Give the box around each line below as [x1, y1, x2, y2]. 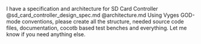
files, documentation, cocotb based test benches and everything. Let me [6, 24, 187, 31]
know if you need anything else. [6, 31, 86, 38]
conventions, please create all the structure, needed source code [22, 18, 184, 25]
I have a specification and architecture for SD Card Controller [6, 5, 158, 12]
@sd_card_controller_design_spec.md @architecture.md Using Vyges [6, 11, 179, 19]
